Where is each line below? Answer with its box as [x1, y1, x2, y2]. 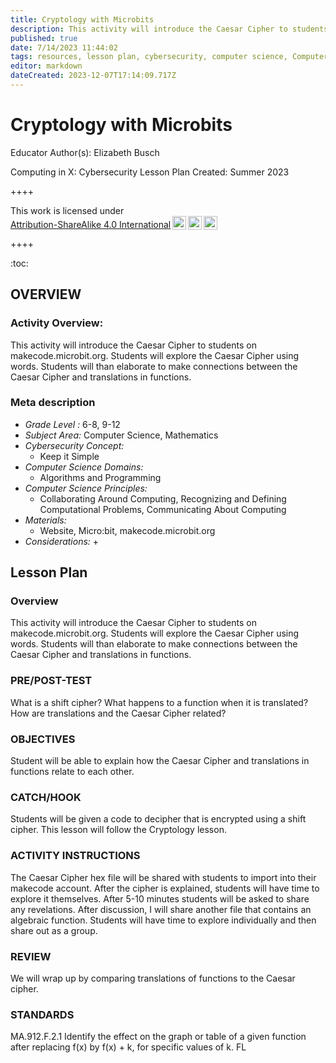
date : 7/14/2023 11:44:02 [10, 42, 118, 53]
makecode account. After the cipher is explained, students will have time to [10, 882, 320, 894]
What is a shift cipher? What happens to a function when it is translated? [10, 696, 309, 708]
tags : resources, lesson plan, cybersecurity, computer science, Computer [10, 52, 329, 62]
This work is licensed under [10, 204, 125, 216]
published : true [10, 33, 78, 43]
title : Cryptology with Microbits [10, 14, 155, 25]
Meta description [10, 396, 96, 410]
